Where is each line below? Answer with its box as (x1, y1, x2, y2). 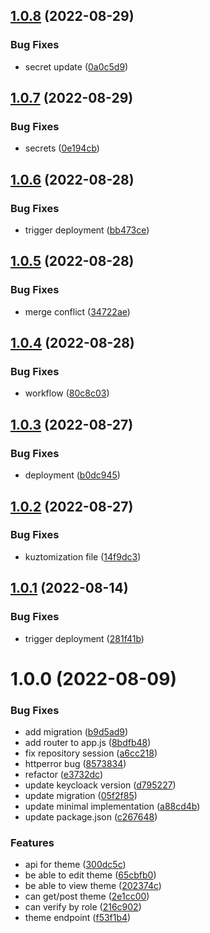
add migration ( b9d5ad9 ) (24, 725, 129, 738)
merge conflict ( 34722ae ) (24, 305, 131, 318)
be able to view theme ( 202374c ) (24, 880, 162, 892)
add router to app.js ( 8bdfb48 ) (24, 736, 152, 748)
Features (10, 835, 55, 849)
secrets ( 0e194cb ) (24, 142, 100, 154)
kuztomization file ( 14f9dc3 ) (24, 550, 142, 563)
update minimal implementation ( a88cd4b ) (24, 800, 201, 812)
